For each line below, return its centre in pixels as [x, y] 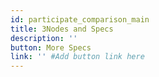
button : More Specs [51, 47]
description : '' [44, 38]
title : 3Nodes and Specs [62, 29]
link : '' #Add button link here [77, 57]
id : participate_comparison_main [80, 19]
